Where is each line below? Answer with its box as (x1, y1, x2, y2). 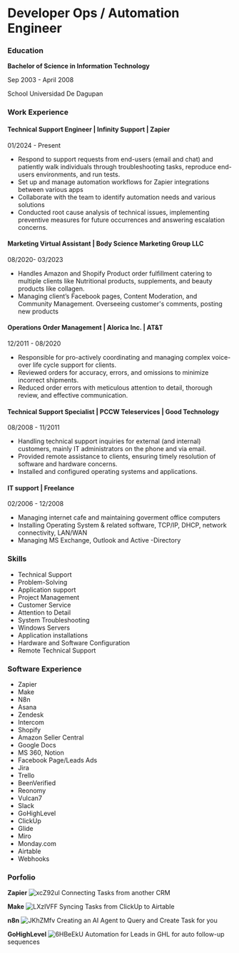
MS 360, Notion (17, 748, 64, 757)
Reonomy (17, 787, 46, 795)
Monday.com (17, 839, 57, 848)
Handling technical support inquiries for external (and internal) (17, 437, 201, 445)
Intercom (17, 718, 45, 727)
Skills (7, 554, 27, 564)
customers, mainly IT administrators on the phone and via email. (17, 445, 207, 453)
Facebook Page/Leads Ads (17, 756, 98, 765)
